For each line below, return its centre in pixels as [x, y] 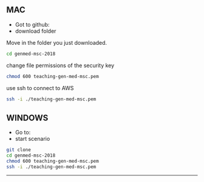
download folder [36, 31]
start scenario [32, 139]
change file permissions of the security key [60, 65]
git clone [19, 150]
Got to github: [32, 24]
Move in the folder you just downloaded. [57, 42]
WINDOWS [27, 118]
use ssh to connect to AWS [40, 88]
